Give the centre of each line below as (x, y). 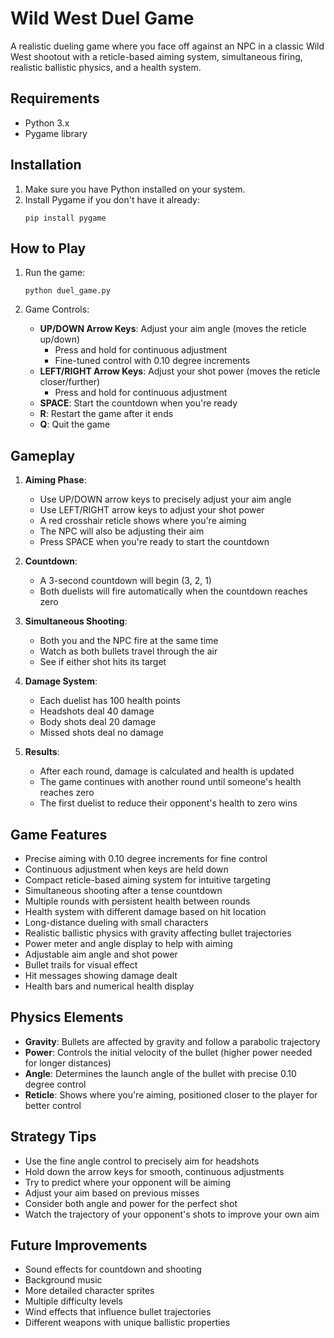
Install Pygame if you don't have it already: (112, 199)
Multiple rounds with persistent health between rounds (137, 901)
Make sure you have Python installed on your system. (135, 189)
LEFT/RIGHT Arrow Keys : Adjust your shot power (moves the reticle (180, 371)
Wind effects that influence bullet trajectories (118, 1312)
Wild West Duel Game (102, 18)
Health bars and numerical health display (109, 986)
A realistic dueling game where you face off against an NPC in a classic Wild (167, 46)
